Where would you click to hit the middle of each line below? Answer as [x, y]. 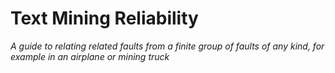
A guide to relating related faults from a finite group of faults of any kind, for [167, 46]
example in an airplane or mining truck [90, 56]
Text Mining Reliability [104, 18]
